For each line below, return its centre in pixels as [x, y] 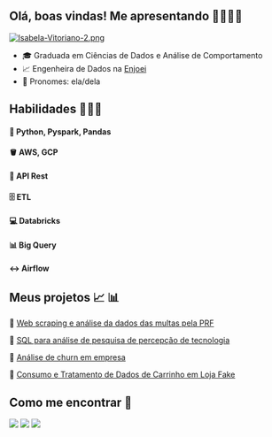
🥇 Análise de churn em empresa [67, 357]
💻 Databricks [35, 221]
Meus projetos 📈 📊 [64, 297]
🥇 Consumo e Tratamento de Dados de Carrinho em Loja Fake [122, 375]
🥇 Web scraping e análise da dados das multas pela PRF [112, 323]
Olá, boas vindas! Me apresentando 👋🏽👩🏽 [126, 16]
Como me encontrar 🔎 [71, 402]
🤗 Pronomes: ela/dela [61, 81]
